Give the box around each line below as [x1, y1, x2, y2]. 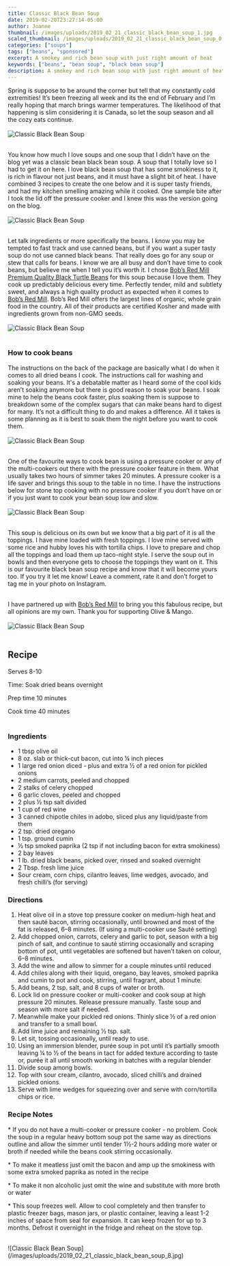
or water [8, 1188, 31, 1196]
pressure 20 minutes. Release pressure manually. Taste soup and [17, 998, 201, 1006]
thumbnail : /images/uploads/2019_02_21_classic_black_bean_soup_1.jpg [8, 29, 213, 36]
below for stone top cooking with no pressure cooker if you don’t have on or [8, 486, 222, 494]
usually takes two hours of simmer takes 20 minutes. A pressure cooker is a [8, 471, 221, 480]
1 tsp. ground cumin [17, 834, 74, 843]
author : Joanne [8, 23, 51, 29]
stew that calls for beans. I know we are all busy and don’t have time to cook [8, 258, 222, 266]
